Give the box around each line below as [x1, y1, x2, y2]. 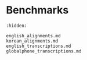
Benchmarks [6, 3, 69, 17]
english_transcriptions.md [6, 43, 71, 49]
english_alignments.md [6, 33, 61, 38]
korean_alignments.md [6, 38, 59, 44]
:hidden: [6, 23, 27, 29]
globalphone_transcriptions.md [6, 48, 82, 54]
